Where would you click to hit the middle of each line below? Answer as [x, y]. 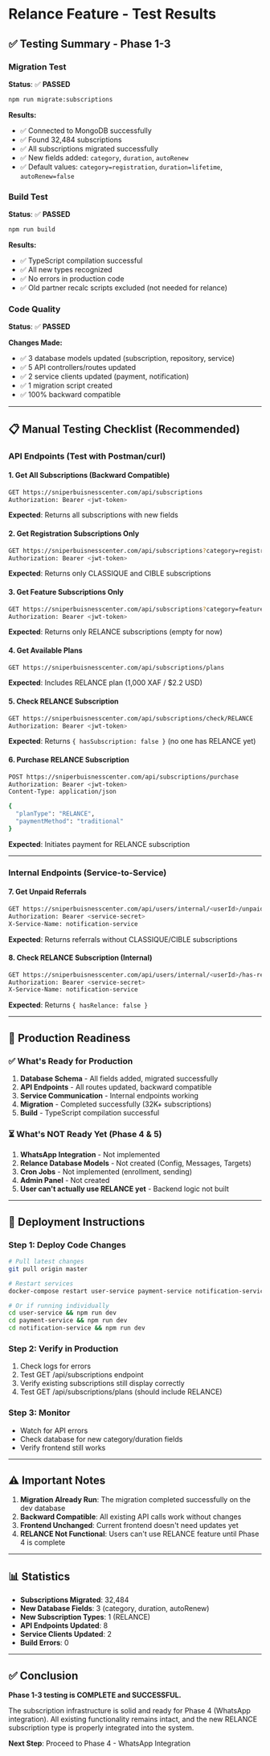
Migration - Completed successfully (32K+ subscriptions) [116, 1104]
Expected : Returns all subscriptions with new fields [93, 515]
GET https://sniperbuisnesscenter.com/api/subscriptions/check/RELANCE [131, 718]
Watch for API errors [54, 1430]
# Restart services [41, 1283]
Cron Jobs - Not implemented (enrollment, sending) [106, 1172]
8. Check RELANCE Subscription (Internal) [80, 958]
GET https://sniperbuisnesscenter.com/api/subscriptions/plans [117, 667]
